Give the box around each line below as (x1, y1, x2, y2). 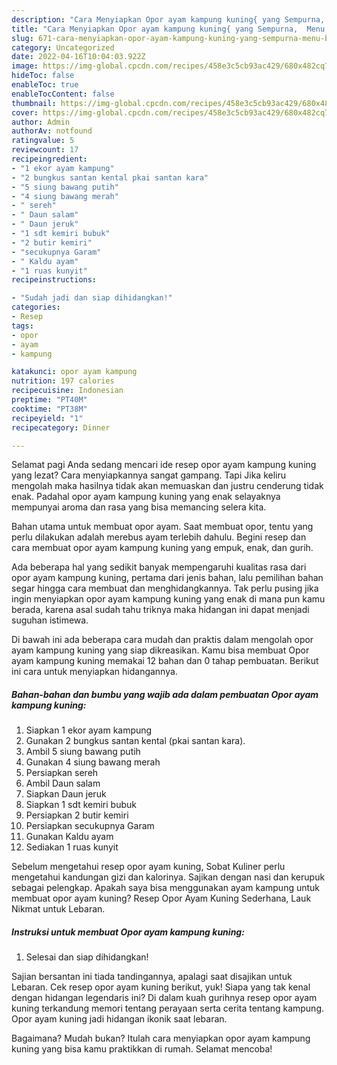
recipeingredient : (11, 154, 88, 164)
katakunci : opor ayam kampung (11, 367, 138, 377)
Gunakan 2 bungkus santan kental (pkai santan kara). (25, 735, 246, 747)
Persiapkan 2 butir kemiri (25, 809, 129, 821)
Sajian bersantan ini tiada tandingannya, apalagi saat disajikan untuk (11, 971, 293, 983)
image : (11, 61, 39, 71)
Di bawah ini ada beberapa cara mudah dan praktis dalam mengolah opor (11, 634, 314, 646)
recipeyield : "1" (11, 413, 84, 423)
